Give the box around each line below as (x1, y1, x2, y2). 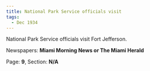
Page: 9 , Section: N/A (6, 58, 59, 65)
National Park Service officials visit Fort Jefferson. (6, 36, 127, 43)
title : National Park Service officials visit (6, 8, 122, 15)
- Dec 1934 (11, 19, 38, 25)
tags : (6, 14, 19, 20)
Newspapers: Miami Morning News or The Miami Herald (6, 47, 145, 54)
